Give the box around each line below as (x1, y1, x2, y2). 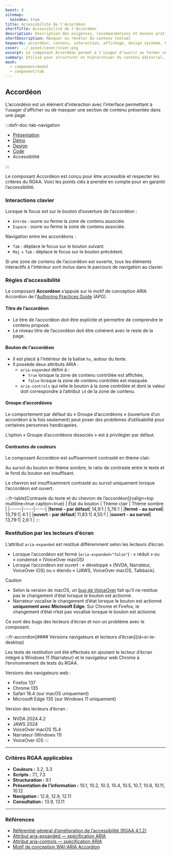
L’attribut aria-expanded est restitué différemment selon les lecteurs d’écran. (5, 541, 165, 547)
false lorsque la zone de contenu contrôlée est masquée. (27, 377, 149, 383)
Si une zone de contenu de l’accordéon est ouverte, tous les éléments (5, 259, 152, 265)
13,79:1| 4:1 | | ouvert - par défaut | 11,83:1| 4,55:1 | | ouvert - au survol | (5, 511, 152, 518)
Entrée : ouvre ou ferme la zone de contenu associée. (12, 218, 126, 224)
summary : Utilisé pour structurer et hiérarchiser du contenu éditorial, (5, 54, 165, 60)
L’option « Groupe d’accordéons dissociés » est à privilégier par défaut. (5, 432, 155, 438)
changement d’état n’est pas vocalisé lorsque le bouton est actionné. (12, 609, 157, 615)
